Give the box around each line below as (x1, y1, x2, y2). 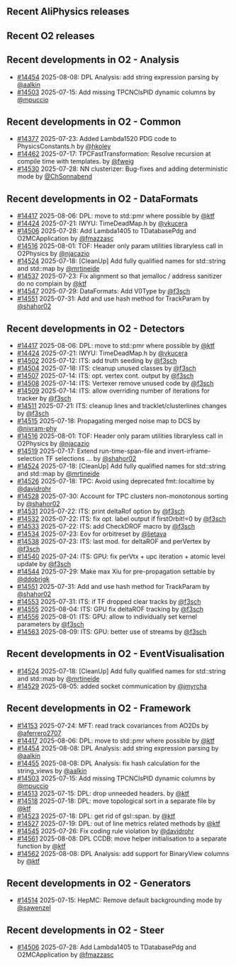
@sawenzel (16, 904, 51, 912)
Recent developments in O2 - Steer (6, 924, 164, 936)
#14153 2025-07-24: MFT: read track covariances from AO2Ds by (16, 721, 209, 729)
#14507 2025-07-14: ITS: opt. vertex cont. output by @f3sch (16, 371, 194, 380)
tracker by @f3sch (16, 394, 72, 403)
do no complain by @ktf (16, 279, 87, 288)
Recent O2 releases (6, 30, 95, 42)
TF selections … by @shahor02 (45, 454, 137, 463)
